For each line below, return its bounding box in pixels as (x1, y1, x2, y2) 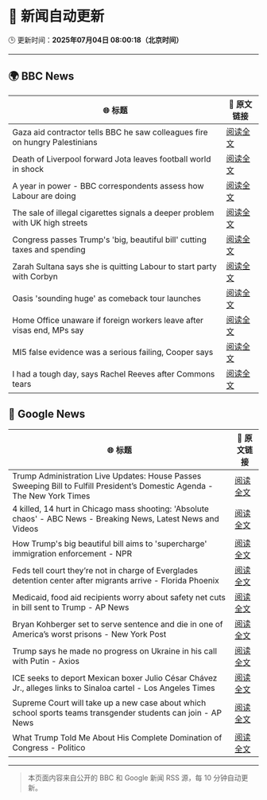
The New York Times (12, 490, 91, 501)
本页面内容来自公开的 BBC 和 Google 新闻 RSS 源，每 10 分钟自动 (27, 773, 242, 782)
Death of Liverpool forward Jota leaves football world (12, 153, 211, 164)
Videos (12, 523, 39, 534)
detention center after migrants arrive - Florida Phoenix (12, 575, 220, 586)
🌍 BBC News (8, 69, 75, 84)
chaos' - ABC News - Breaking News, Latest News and (12, 513, 220, 524)
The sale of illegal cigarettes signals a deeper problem (12, 207, 215, 218)
